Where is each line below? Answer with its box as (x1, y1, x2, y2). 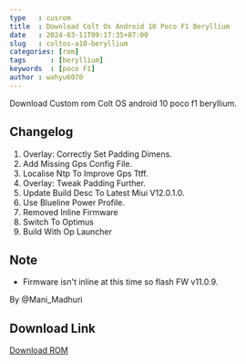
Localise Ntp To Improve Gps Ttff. (22, 168, 149, 179)
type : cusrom (9, 13, 71, 23)
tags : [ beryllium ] (9, 56, 104, 65)
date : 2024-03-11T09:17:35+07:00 (9, 30, 149, 39)
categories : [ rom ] (9, 47, 79, 57)
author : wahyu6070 (9, 73, 84, 82)
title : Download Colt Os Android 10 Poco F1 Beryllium (9, 22, 231, 31)
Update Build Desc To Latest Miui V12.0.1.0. (22, 187, 185, 198)
